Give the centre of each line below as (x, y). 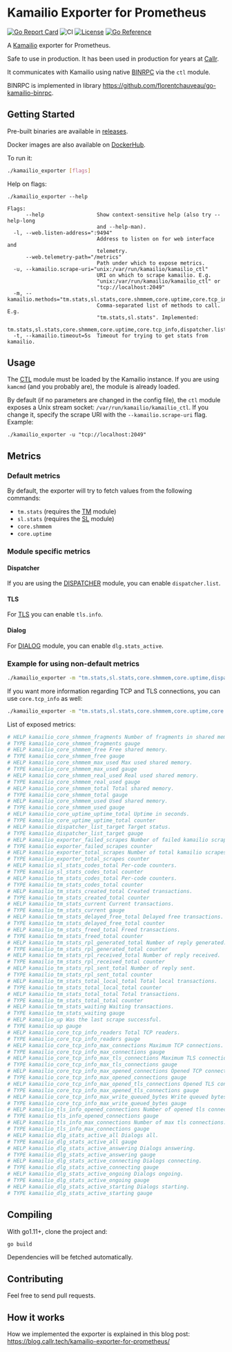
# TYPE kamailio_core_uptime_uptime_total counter (81, 820)
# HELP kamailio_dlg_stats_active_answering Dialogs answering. (101, 1148)
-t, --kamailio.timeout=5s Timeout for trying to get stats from (111, 336)
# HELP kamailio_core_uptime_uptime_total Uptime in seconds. (98, 814)
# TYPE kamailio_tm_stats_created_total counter (78, 898)
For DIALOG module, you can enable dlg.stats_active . (85, 646)
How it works (36, 1317)
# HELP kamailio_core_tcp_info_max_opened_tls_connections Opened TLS (111, 1084)
